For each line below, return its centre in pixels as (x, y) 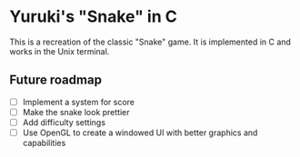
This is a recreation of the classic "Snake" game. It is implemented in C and (150, 42)
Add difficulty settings (64, 122)
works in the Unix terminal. (60, 51)
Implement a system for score (78, 102)
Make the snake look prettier (76, 112)
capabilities (44, 143)
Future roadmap (56, 80)
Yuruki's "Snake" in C (93, 17)
